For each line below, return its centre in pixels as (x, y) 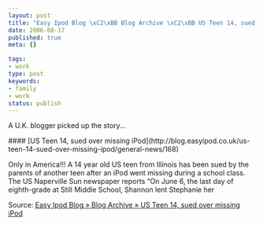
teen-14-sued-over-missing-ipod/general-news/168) (93, 149)
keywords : (24, 81)
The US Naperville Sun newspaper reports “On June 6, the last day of (121, 182)
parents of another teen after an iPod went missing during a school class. (127, 173)
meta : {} (22, 45)
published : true (35, 37)
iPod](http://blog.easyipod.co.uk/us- (191, 141)
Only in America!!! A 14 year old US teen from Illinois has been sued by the (129, 165)
